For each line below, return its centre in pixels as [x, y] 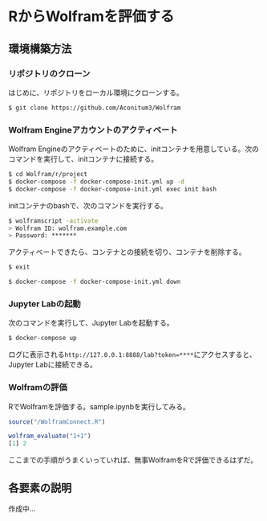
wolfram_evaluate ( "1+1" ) [50, 436]
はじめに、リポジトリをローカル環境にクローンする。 [96, 92]
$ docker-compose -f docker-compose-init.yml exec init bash [113, 189]
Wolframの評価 [38, 388]
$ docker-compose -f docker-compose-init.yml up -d [96, 182]
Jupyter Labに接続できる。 [53, 365]
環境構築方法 [40, 49]
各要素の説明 [40, 488]
